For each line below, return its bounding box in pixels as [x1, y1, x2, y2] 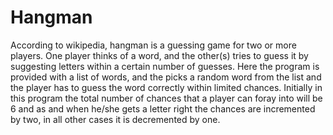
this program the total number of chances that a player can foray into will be [10, 92, 323, 104]
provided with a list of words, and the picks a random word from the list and [10, 71, 322, 83]
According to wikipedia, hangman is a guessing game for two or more [10, 39, 297, 51]
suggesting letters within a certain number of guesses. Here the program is [10, 60, 320, 72]
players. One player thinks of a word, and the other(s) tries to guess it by [10, 49, 309, 61]
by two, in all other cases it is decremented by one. [10, 113, 221, 125]
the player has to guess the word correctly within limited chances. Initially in [10, 81, 323, 93]
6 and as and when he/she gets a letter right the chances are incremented [10, 102, 316, 115]
